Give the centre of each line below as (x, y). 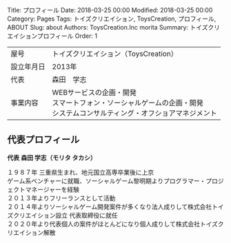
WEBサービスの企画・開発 (94, 93)
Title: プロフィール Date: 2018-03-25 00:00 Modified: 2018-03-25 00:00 (110, 10)
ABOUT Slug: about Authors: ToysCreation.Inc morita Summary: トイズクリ (114, 27)
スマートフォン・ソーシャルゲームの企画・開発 (128, 103)
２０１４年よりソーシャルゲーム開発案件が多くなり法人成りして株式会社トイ (115, 207)
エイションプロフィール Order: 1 (52, 36)
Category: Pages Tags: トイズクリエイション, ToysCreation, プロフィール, (112, 19)
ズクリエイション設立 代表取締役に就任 (62, 215)
